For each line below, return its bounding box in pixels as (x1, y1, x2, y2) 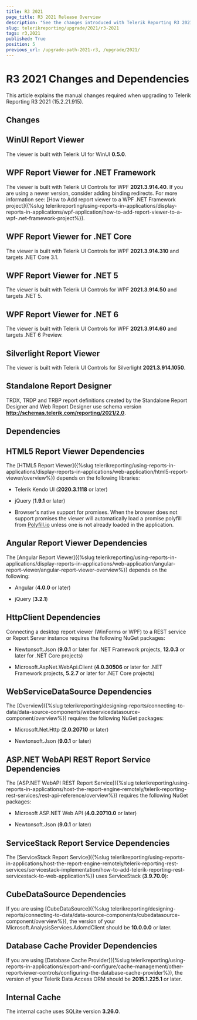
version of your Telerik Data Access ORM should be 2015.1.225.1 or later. (6, 975, 182, 982)
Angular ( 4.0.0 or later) (14, 584, 71, 591)
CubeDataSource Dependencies (6, 889, 126, 899)
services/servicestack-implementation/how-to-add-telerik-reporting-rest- (6, 866, 185, 873)
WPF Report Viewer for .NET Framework (6, 168, 157, 178)
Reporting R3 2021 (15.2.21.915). (6, 98, 84, 105)
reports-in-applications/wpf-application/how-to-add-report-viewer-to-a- (6, 208, 183, 215)
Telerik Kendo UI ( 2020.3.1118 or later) (14, 486, 108, 493)
